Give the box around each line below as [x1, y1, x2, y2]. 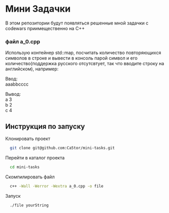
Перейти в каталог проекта [5, 154, 65, 161]
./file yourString [10, 202, 49, 208]
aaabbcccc [5, 81, 29, 87]
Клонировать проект [5, 136, 51, 142]
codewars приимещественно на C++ [5, 25, 85, 31]
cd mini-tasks [10, 164, 40, 170]
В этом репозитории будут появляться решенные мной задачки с [5, 20, 149, 26]
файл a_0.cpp [5, 38, 41, 45]
